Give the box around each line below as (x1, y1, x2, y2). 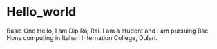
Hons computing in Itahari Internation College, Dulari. (6, 33, 158, 42)
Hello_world (6, 4, 77, 20)
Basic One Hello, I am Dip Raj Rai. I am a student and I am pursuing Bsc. (6, 27, 210, 35)
